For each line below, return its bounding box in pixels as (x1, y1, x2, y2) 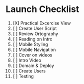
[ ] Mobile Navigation (12, 46, 56, 52)
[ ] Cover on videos (12, 51, 53, 58)
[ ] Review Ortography (12, 30, 59, 36)
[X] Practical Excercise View (12, 20, 71, 26)
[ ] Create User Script (12, 25, 57, 31)
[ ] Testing (12, 73, 34, 79)
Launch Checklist (5, 3, 80, 15)
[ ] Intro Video (12, 57, 42, 63)
